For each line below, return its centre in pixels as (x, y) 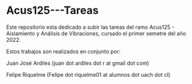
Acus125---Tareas (52, 10)
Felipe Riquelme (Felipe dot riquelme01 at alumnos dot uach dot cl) (88, 74)
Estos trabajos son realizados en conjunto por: (63, 51)
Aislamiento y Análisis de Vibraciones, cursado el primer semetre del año (96, 33)
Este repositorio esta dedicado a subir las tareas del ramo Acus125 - (90, 27)
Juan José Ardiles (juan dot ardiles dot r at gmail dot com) (78, 63)
